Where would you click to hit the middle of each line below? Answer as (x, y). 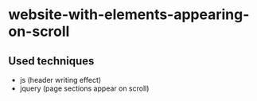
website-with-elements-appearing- (129, 15)
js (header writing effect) (60, 80)
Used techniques (51, 61)
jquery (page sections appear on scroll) (84, 88)
